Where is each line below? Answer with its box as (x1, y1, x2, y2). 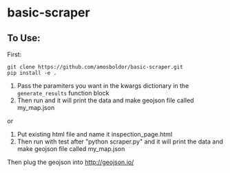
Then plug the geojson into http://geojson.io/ (7, 158, 134, 166)
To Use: (7, 32, 41, 44)
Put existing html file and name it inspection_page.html (17, 130, 173, 138)
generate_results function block (17, 89, 109, 97)
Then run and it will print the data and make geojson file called (17, 96, 194, 104)
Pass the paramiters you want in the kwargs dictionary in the (17, 82, 189, 90)
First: (7, 50, 22, 58)
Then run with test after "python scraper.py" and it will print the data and (17, 137, 224, 146)
